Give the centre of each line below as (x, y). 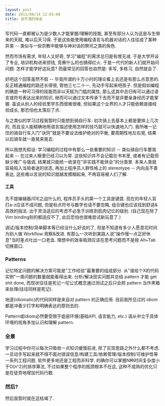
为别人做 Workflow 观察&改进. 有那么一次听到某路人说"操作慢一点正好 (76, 234)
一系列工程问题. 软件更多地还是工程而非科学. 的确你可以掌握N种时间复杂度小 (82, 361)
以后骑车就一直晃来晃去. (30, 139)
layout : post (18, 10)
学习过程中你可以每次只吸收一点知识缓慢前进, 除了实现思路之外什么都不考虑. (82, 348)
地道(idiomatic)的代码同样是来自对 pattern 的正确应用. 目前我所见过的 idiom (82, 299)
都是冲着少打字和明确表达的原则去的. (43, 305)
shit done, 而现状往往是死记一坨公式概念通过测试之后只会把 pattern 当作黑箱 (82, 283)
